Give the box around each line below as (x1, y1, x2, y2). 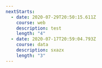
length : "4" (16, 31, 46, 37)
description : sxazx (16, 47, 65, 53)
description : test (16, 25, 62, 31)
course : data (16, 42, 49, 48)
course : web (16, 20, 46, 25)
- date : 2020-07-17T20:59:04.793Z (11, 36, 96, 42)
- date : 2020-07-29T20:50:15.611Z (11, 14, 96, 20)
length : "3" (16, 53, 46, 59)
